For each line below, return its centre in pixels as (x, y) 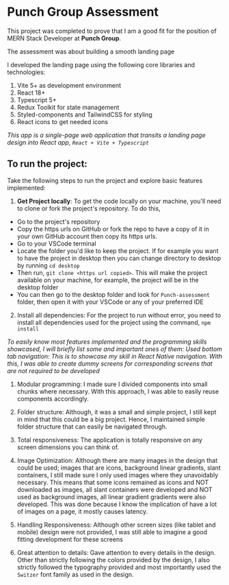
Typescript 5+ (37, 99)
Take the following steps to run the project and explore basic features (105, 180)
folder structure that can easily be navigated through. (92, 427)
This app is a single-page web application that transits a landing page (107, 135)
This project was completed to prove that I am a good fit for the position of (112, 31)
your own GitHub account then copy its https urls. (87, 236)
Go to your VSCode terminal (57, 243)
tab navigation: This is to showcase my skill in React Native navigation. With (115, 356)
